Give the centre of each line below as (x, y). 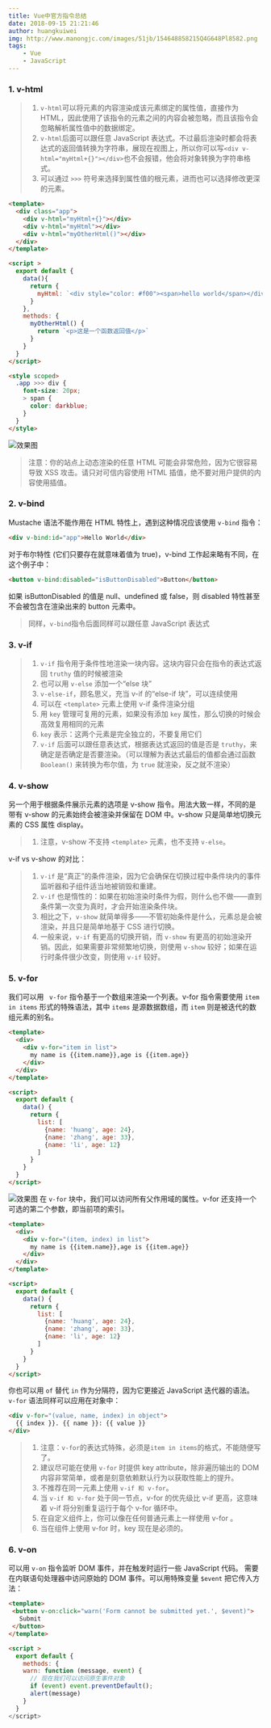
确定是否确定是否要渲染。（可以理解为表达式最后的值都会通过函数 (148, 754)
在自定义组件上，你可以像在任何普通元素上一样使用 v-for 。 (139, 1518)
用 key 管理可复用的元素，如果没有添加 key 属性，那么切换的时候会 (150, 714)
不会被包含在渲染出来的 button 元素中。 (74, 606)
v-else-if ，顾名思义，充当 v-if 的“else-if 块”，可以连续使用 (139, 693)
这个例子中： (29, 564)
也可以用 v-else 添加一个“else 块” (96, 683)
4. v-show (29, 786)
